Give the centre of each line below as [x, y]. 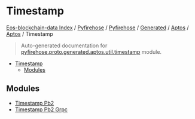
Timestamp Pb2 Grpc [41, 109]
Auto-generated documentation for [64, 45]
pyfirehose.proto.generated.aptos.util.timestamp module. [91, 51]
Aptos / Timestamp [30, 33]
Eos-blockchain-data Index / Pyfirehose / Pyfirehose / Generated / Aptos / [98, 28]
